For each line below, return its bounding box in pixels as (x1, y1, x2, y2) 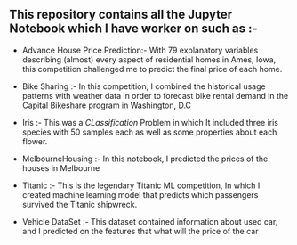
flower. (21, 135, 48, 146)
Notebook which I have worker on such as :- (9, 21, 258, 37)
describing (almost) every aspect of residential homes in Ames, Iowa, (21, 53, 277, 65)
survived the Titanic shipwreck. (21, 199, 138, 209)
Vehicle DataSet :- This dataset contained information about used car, (21, 216, 278, 226)
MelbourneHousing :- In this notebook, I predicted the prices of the (21, 153, 269, 164)
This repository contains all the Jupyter (9, 7, 233, 22)
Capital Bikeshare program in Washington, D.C (21, 100, 192, 110)
